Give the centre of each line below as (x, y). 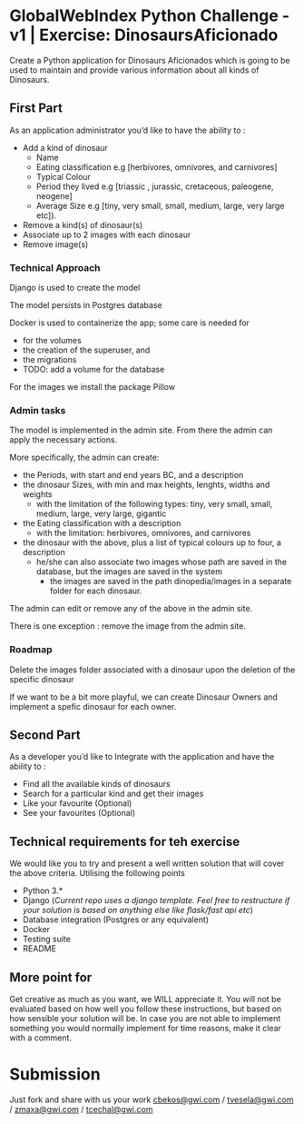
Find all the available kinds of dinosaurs (96, 784)
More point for (51, 977)
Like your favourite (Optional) (77, 803)
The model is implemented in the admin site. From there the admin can (141, 430)
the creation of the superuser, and (86, 350)
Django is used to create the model (75, 288)
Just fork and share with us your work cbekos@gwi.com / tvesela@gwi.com (152, 1099)
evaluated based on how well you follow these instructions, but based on (146, 1009)
